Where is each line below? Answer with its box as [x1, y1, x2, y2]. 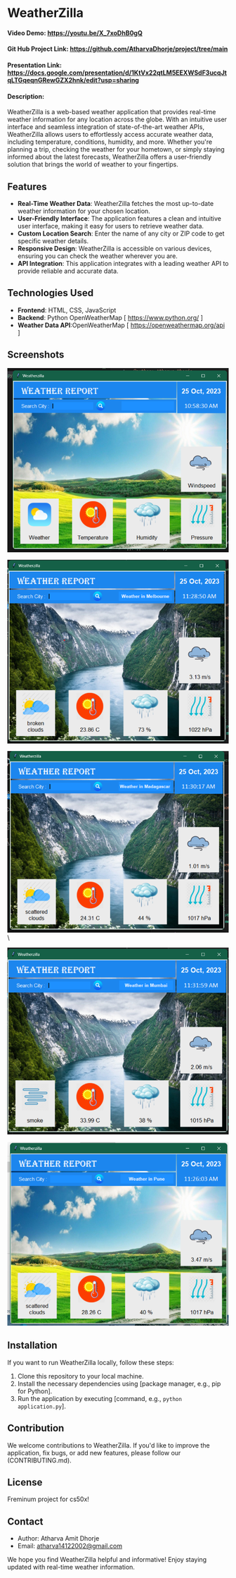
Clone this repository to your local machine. [17, 1371, 144, 1380]
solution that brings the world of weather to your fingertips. [7, 160, 179, 169]
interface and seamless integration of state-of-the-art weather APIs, [7, 123, 205, 131]
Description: [7, 92, 44, 100]
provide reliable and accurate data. [17, 267, 119, 275]
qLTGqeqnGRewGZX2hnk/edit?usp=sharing [7, 75, 139, 84]
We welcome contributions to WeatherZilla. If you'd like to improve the [7, 1441, 210, 1450]
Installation [7, 1340, 58, 1352]
